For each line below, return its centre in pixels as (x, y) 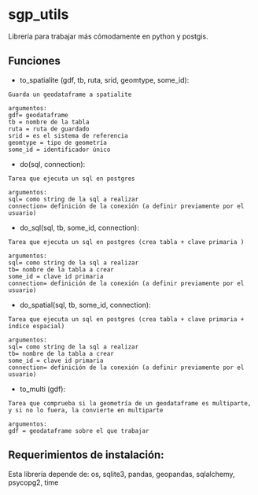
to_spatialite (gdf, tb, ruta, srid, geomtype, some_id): (104, 79)
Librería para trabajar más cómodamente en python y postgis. (108, 36)
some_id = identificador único (59, 150)
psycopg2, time (33, 482)
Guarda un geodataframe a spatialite (70, 94)
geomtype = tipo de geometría (58, 142)
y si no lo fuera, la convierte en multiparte (86, 410)
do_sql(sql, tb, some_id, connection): (79, 227)
